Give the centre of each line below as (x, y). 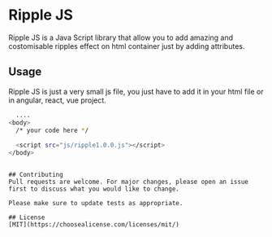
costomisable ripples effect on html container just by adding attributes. (127, 46)
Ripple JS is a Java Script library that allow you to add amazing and (121, 37)
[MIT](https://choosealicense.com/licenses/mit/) (94, 225)
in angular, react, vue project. (58, 100)
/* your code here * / (52, 130)
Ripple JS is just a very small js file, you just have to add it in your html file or (136, 91)
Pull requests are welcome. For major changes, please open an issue (129, 182)
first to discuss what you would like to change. (94, 189)
